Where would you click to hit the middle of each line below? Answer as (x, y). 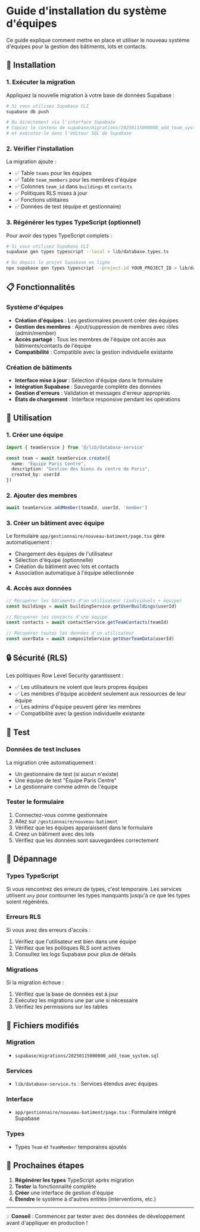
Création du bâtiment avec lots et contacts (67, 566)
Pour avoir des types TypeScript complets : (59, 235)
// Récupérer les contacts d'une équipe (57, 617)
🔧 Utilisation (29, 418)
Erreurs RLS (24, 917)
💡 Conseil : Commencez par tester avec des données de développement (96, 1216)
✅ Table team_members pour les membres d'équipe (76, 180)
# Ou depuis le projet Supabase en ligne (58, 263)
